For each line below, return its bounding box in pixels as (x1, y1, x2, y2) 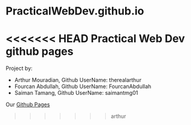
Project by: (5, 65, 33, 72)
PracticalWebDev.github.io (5, 4, 144, 18)
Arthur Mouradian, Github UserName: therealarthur (14, 77, 141, 84)
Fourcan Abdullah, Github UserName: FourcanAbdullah (14, 83, 152, 90)
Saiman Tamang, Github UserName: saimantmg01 (14, 89, 138, 97)
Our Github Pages (5, 101, 50, 108)
